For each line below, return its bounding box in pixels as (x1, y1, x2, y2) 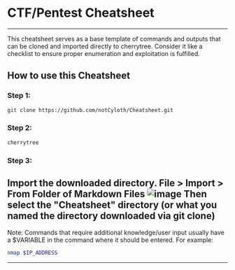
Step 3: (7, 155, 33, 165)
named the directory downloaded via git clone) (7, 210, 215, 222)
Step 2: (7, 123, 33, 133)
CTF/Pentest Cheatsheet (7, 5, 155, 21)
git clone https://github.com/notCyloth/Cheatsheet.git (7, 106, 173, 113)
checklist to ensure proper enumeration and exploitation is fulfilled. (7, 49, 201, 57)
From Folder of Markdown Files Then (7, 187, 208, 200)
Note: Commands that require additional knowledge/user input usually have (7, 229, 225, 237)
